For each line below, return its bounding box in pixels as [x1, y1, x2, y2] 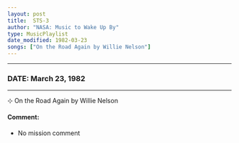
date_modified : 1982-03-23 [7, 37, 87, 44]
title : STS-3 [7, 17, 50, 24]
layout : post [7, 10, 46, 18]
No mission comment [17, 129, 80, 137]
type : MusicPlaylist [7, 30, 69, 38]
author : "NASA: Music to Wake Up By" [7, 23, 119, 31]
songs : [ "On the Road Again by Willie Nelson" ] [7, 43, 152, 51]
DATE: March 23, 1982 [7, 73, 85, 83]
